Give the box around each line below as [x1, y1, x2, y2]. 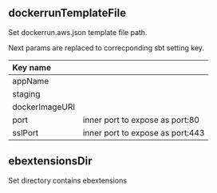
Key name [12, 61, 52, 73]
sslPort [12, 127, 38, 138]
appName [12, 75, 49, 86]
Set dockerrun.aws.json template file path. [8, 27, 148, 37]
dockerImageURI [12, 101, 76, 112]
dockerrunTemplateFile [8, 6, 126, 20]
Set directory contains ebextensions [8, 175, 128, 185]
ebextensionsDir [8, 155, 93, 168]
